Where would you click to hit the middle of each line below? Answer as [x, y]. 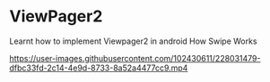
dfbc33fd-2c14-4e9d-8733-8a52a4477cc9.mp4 [99, 68]
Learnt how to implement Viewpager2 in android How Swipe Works [133, 41]
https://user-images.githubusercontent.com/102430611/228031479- [135, 58]
